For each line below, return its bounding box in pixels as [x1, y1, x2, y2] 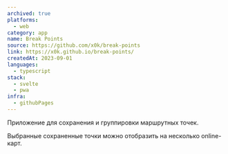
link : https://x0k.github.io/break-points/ [7, 49, 135, 56]
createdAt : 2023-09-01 [7, 55, 73, 62]
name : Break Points [7, 36, 64, 43]
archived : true [7, 10, 51, 17]
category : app [7, 29, 48, 36]
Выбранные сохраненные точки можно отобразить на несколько [7, 131, 200, 140]
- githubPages [13, 100, 54, 107]
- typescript [13, 67, 51, 74]
